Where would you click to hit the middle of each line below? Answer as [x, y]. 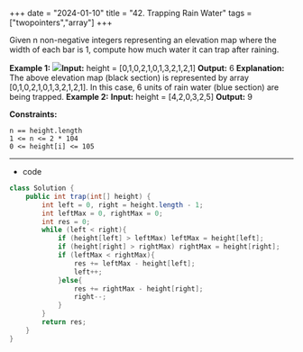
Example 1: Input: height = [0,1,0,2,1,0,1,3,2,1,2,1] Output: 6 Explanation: [147, 68]
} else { [70, 280]
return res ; [64, 322]
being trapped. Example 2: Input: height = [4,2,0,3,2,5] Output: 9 [131, 97]
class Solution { [42, 188]
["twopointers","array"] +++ [61, 23]
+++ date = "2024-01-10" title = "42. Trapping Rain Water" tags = [131, 13]
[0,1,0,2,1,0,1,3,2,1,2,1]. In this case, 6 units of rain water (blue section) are [144, 87]
